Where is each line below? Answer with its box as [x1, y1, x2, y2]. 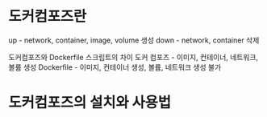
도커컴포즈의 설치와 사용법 [8, 94, 172, 112]
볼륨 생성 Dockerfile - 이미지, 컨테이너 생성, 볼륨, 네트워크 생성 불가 [8, 62, 222, 72]
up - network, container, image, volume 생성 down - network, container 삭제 [8, 35, 260, 45]
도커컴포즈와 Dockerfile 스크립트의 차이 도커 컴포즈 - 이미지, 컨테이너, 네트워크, [8, 52, 259, 62]
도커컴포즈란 [8, 7, 87, 26]
